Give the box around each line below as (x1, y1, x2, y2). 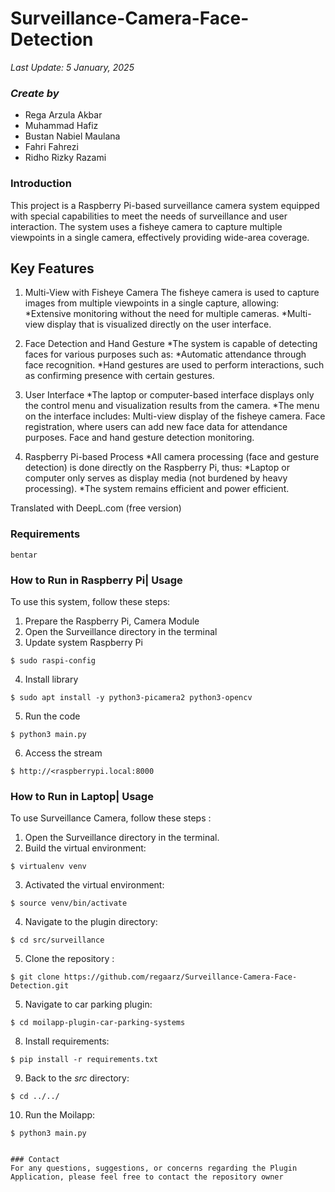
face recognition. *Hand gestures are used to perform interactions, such (24, 359, 325, 371)
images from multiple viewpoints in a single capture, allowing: (24, 297, 280, 309)
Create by (10, 86, 60, 100)
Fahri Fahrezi (24, 141, 79, 153)
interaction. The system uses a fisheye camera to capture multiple (10, 220, 283, 232)
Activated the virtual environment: (24, 879, 165, 891)
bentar (10, 550, 38, 560)
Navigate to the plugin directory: (24, 916, 158, 928)
